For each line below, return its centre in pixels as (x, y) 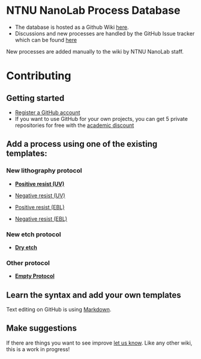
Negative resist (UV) (40, 195)
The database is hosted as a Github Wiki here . (72, 27)
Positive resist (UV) (40, 183)
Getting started (35, 98)
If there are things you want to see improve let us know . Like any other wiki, (99, 343)
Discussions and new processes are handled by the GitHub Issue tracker (105, 33)
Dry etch (26, 247)
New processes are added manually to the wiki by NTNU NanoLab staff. (95, 51)
